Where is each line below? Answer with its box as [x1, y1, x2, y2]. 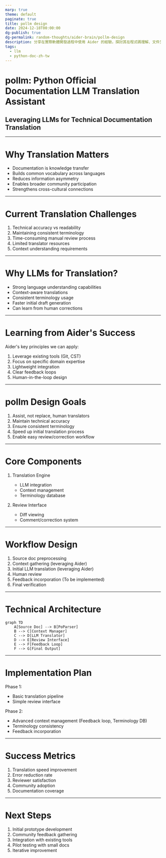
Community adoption [12, 782, 55, 789]
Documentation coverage [12, 788, 64, 794]
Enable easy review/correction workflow [12, 434, 95, 440]
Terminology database [19, 492, 66, 498]
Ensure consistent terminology [12, 424, 75, 429]
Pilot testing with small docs [12, 842, 70, 848]
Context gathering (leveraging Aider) [12, 560, 87, 566]
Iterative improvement [12, 847, 57, 853]
